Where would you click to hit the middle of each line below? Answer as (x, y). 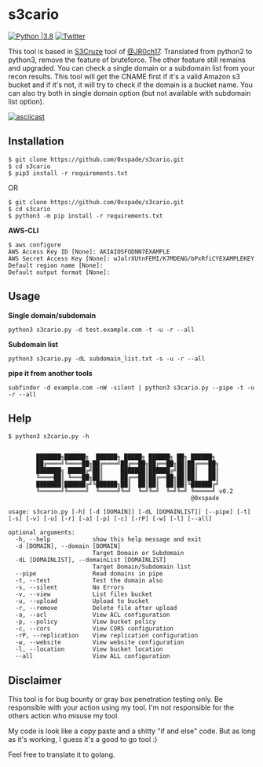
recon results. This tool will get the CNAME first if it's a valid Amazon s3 (124, 76)
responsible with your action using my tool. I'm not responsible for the (121, 707)
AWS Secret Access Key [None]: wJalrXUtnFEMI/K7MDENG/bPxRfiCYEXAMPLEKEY (131, 258)
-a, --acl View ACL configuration (93, 615)
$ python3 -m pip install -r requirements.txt (86, 216)
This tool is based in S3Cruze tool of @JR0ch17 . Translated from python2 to (130, 51)
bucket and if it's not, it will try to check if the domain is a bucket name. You (131, 85)
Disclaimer (35, 680)
